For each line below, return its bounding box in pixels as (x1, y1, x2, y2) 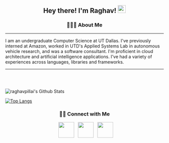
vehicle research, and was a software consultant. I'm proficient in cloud (5, 48, 153, 54)
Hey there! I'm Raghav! (43, 6, 117, 15)
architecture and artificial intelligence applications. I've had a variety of (5, 53, 152, 59)
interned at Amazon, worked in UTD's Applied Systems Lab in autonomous (5, 43, 160, 49)
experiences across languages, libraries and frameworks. (5, 58, 124, 65)
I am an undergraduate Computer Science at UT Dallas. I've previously (5, 37, 151, 43)
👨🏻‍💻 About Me (66, 21, 103, 28)
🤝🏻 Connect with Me (59, 110, 110, 117)
